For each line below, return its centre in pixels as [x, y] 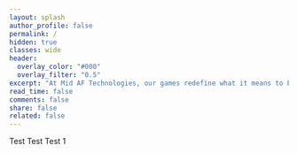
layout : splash [37, 17]
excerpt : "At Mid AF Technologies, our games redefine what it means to [146, 83]
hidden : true [33, 42]
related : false [37, 116]
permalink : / [33, 34]
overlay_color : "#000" [59, 67]
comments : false [39, 99]
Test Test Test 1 [38, 142]
